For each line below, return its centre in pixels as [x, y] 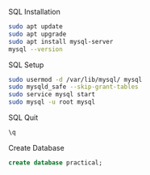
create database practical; [56, 162]
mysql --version [35, 49]
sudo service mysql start [52, 95]
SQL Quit [23, 117]
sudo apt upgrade [37, 34]
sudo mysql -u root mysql [52, 102]
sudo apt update [35, 27]
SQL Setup [26, 65]
